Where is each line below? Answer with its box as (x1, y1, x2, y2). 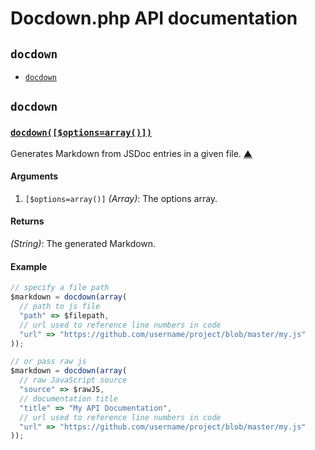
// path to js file (19, 302, 101, 312)
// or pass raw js (10, 357, 87, 367)
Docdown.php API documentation (10, 7, 298, 30)
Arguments (10, 170, 59, 182)
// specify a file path (10, 283, 110, 293)
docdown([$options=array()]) (10, 127, 153, 139)
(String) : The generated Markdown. (10, 238, 157, 250)
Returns (10, 215, 45, 227)
